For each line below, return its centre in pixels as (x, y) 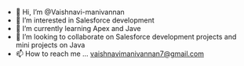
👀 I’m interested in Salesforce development (85, 20)
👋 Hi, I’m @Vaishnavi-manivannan (70, 12)
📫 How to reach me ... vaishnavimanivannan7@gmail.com (109, 54)
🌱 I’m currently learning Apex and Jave (78, 28)
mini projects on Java (50, 45)
